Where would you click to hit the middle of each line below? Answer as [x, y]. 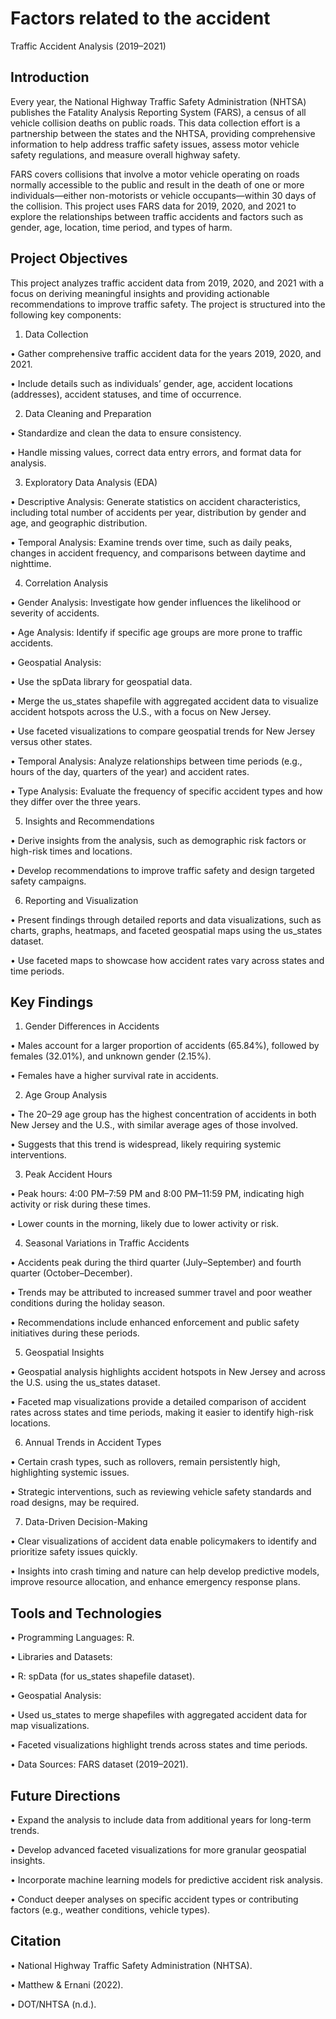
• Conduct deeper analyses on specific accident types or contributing [154, 1899]
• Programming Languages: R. [72, 1638]
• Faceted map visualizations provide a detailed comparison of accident [158, 1402]
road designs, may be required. [75, 1503]
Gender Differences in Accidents [92, 1026]
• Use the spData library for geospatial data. [101, 681]
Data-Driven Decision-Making [86, 1522]
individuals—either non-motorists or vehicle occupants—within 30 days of [163, 195]
